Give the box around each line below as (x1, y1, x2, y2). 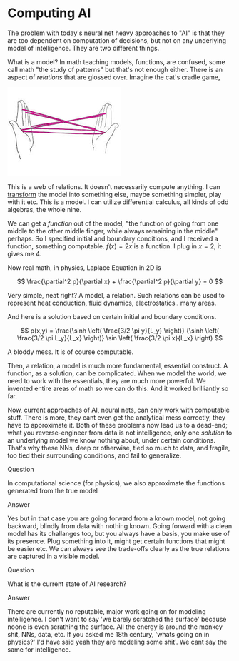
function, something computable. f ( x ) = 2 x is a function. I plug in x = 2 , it (7, 241, 222, 251)
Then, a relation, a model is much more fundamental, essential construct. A (7, 361, 228, 370)
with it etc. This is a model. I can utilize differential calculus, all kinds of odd (7, 198, 229, 206)
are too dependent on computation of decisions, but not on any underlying (7, 36, 227, 44)
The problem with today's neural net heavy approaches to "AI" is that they (7, 29, 225, 37)
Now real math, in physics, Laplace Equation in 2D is (7, 263, 162, 272)
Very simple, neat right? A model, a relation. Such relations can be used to (7, 291, 225, 299)
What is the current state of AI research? (7, 580, 127, 588)
